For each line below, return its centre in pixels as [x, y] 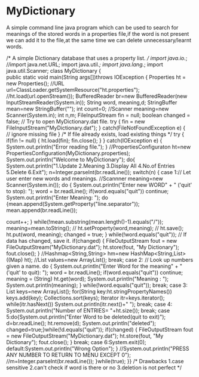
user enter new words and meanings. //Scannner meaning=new [85, 178]
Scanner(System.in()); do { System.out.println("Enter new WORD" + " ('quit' [99, 185]
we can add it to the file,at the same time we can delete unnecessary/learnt [99, 40]
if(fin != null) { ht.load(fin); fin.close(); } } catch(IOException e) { [84, 140]
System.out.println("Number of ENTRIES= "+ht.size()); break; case [88, 310]
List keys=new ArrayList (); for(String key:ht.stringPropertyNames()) [89, 291]
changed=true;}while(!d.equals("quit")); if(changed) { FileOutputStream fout [100, 329]
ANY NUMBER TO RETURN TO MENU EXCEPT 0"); [69, 355]
